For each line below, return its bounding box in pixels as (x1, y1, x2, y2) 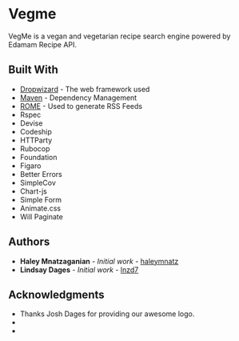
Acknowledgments (8, 287, 106, 301)
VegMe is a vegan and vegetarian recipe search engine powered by (8, 31, 231, 41)
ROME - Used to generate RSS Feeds (19, 101, 142, 110)
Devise (19, 118, 43, 128)
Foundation (19, 152, 58, 162)
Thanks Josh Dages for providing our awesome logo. (19, 309, 195, 319)
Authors (8, 235, 50, 249)
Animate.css (19, 203, 62, 213)
